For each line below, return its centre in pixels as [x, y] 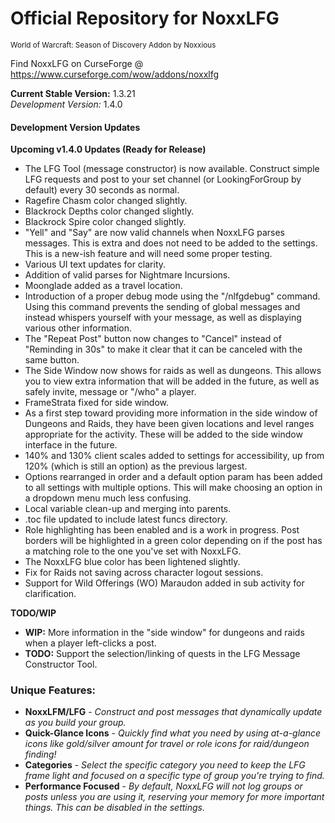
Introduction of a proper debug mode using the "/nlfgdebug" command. [172, 296]
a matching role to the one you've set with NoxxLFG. [133, 551]
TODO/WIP [33, 613]
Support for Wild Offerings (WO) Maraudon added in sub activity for [164, 583]
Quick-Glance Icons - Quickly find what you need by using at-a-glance [173, 733]
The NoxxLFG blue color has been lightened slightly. [132, 562]
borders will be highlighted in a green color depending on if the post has [173, 541]
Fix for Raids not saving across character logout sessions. [144, 573]
